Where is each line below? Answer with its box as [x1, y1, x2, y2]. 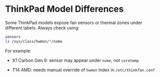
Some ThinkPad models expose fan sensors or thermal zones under [5, 20, 142, 26]
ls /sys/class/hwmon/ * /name [5, 39, 63, 44]
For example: [5, 48, 32, 53]
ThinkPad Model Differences [5, 3, 124, 15]
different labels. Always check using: [5, 25, 80, 30]
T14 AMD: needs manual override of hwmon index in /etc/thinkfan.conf [12, 67, 156, 73]
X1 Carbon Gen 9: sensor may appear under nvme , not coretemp [12, 57, 139, 63]
